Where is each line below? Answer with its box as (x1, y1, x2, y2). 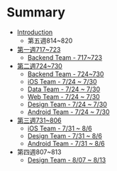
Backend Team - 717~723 (27, 53, 103, 61)
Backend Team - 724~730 (27, 69, 104, 78)
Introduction (16, 28, 53, 36)
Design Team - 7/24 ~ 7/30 (27, 100, 108, 108)
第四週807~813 (16, 147, 62, 156)
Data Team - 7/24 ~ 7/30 (27, 85, 101, 93)
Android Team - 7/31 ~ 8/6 (27, 139, 105, 147)
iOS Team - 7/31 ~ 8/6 (27, 124, 93, 133)
